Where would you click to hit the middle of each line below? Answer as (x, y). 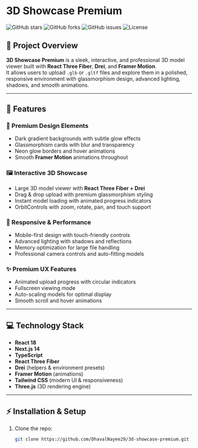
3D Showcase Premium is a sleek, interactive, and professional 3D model (95, 60)
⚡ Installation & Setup (46, 411)
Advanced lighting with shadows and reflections (73, 241)
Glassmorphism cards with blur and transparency (74, 145)
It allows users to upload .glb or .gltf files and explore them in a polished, (97, 73)
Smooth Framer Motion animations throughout (71, 157)
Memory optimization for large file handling (67, 248)
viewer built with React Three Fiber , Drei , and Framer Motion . (82, 66)
